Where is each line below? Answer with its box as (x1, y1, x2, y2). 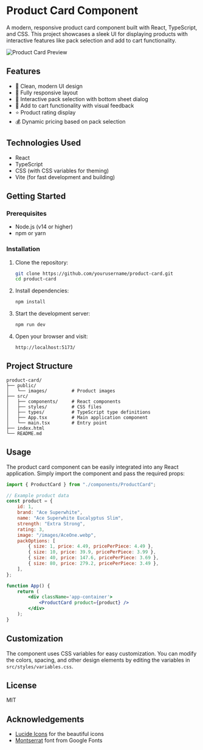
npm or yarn (15, 230, 46, 237)
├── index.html (6, 425, 45, 431)
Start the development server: (15, 310, 91, 317)
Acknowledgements (6, 714, 84, 724)
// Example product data (6, 492, 69, 498)
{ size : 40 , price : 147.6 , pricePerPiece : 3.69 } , (28, 555, 159, 561)
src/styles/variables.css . (6, 662, 74, 670)
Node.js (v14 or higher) (15, 223, 73, 230)
